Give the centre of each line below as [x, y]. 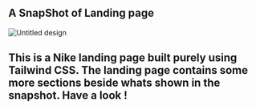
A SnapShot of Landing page [81, 13]
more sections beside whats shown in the [114, 83]
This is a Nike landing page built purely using [123, 58]
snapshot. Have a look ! [68, 96]
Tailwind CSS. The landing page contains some [128, 70]
